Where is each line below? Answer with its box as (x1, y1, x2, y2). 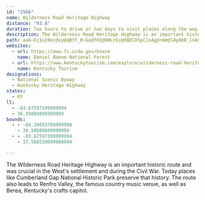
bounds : (6, 116, 26, 122)
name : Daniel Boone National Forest (17, 54, 111, 60)
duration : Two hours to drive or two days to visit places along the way (6, 26, 198, 32)
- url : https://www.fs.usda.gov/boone (12, 49, 111, 55)
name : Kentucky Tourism (17, 65, 78, 72)
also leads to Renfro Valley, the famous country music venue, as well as (6, 180, 186, 187)
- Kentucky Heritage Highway (12, 83, 86, 89)
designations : (6, 71, 43, 77)
